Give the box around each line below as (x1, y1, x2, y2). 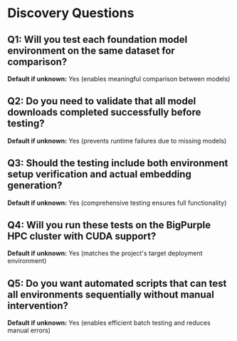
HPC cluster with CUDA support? (7, 230, 157, 243)
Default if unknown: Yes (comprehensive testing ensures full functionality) (7, 198, 227, 207)
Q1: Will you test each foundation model (7, 34, 188, 46)
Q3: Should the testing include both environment (7, 157, 228, 169)
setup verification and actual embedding (7, 168, 192, 180)
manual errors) (7, 326, 51, 335)
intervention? (7, 300, 69, 312)
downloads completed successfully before (7, 106, 201, 118)
